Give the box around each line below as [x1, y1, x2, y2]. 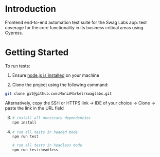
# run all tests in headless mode [12, 143, 82, 148]
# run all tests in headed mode [12, 130, 78, 135]
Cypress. [5, 30, 23, 35]
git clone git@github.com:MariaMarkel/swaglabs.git [5, 91, 112, 96]
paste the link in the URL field [5, 105, 64, 111]
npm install [12, 120, 36, 125]
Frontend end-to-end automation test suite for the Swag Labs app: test [5, 19, 147, 25]
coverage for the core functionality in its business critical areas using [5, 24, 143, 30]
